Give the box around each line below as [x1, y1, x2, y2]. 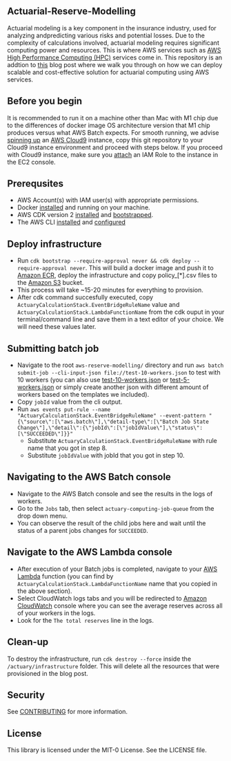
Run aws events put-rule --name [17, 405, 111, 413]
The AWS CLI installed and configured [17, 218, 126, 227]
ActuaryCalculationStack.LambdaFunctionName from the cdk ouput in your [17, 308, 225, 317]
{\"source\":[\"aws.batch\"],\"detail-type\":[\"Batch [17, 418, 179, 426]
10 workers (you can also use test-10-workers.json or [17, 376, 169, 384]
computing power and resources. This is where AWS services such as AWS [7, 46, 221, 54]
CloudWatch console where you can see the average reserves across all [17, 601, 223, 610]
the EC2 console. [7, 158, 57, 166]
